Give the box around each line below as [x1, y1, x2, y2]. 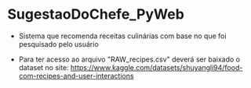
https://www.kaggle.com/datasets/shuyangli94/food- [70, 62, 243, 72]
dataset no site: [18, 62, 69, 72]
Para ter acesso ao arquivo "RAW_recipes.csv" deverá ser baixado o [18, 55, 241, 64]
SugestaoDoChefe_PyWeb [7, 5, 185, 23]
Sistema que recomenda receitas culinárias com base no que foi [18, 31, 227, 40]
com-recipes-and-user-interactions [18, 71, 134, 80]
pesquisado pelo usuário [18, 39, 99, 48]
